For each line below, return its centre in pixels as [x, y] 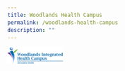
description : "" [31, 30]
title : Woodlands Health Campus [55, 15]
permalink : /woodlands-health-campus [63, 22]
